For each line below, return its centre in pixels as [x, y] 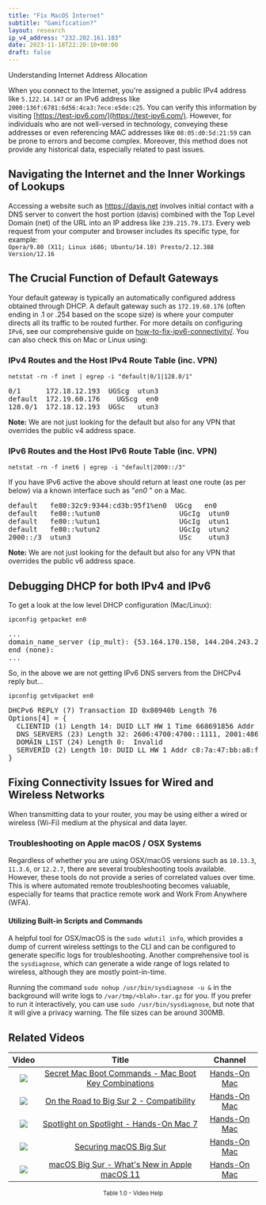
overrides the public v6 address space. [72, 561]
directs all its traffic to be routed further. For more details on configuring [125, 323]
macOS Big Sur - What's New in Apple [120, 1165]
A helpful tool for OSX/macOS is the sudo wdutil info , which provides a [126, 938]
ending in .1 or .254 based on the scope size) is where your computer [121, 314]
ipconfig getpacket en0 [47, 620]
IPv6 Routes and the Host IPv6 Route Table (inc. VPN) [113, 451]
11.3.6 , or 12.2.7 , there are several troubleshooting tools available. [117, 869]
